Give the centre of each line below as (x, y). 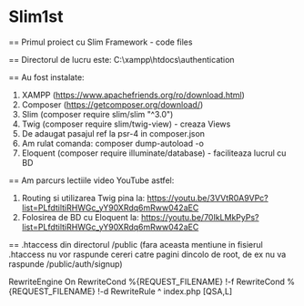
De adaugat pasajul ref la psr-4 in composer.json (113, 133)
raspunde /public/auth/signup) (66, 264)
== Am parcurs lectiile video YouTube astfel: (91, 180)
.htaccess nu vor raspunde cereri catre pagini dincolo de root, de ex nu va (147, 254)
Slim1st (36, 17)
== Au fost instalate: (46, 77)
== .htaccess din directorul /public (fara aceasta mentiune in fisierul (136, 244)
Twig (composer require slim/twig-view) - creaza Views (126, 124)
